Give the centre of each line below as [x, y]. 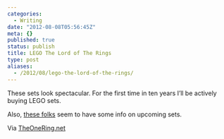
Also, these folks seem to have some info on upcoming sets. [94, 114]
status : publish [31, 47]
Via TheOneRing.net [36, 128]
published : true [31, 40]
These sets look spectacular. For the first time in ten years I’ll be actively [112, 93]
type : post [23, 60]
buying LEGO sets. [34, 100]
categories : [25, 14]
